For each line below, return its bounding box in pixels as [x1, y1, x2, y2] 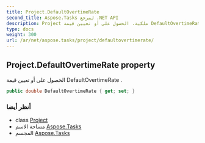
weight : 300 [6, 32, 37, 38]
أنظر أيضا [6, 102, 31, 111]
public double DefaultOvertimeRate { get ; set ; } [6, 88, 135, 94]
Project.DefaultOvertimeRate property [6, 60, 156, 70]
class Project [15, 116, 48, 123]
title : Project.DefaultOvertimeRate [6, 9, 99, 15]
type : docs [6, 26, 34, 32]
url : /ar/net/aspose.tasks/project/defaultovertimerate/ [6, 37, 154, 43]
